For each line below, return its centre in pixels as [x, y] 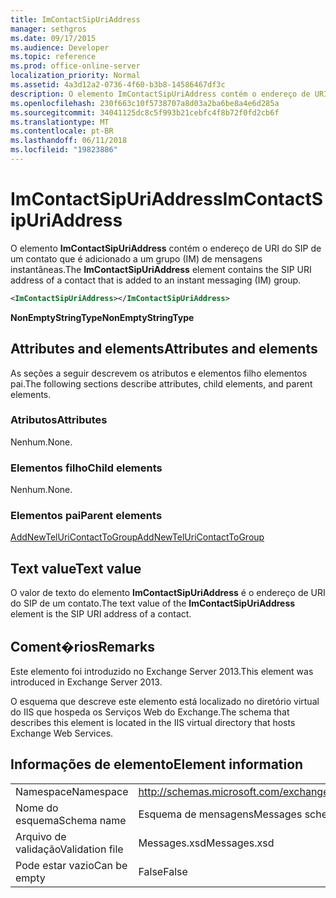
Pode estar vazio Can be [71, 865]
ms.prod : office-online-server [75, 66]
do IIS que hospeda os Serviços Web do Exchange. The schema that [150, 712]
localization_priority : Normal [75, 76]
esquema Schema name [71, 820]
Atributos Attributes [59, 420]
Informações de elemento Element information [157, 764]
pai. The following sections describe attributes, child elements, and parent [161, 383]
